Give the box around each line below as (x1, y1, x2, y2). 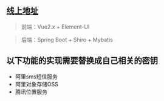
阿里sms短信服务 (15, 72, 58, 80)
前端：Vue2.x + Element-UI (21, 23, 90, 30)
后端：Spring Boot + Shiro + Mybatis (21, 36, 114, 43)
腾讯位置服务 (15, 88, 47, 96)
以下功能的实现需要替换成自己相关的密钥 (6, 55, 158, 66)
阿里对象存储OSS (15, 80, 59, 88)
